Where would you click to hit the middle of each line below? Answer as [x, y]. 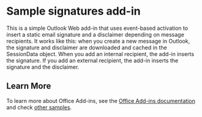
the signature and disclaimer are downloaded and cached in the [87, 48]
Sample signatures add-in [73, 11]
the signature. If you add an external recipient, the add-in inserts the [92, 60]
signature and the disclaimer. [43, 67]
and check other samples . [39, 107]
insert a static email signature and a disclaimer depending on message [95, 34]
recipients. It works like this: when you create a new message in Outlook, [98, 41]
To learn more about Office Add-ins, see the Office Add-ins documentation [101, 101]
